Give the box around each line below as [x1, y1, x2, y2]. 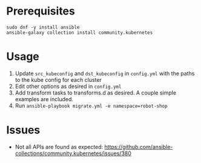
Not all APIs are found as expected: [15, 143, 104, 150]
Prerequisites [6, 4, 76, 18]
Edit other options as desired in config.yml [15, 82, 122, 90]
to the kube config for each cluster [15, 76, 102, 83]
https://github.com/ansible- [104, 143, 173, 150]
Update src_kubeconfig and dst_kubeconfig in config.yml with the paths [15, 70, 195, 77]
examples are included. [15, 95, 74, 102]
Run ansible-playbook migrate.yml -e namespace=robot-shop [15, 102, 168, 109]
